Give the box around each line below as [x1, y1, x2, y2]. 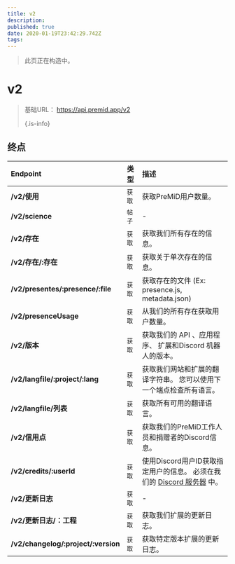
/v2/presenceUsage [10, 311, 79, 321]
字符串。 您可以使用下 [149, 374, 222, 384]
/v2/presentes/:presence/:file [10, 284, 112, 294]
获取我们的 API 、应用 [142, 330, 213, 340]
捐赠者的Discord [156, 432, 210, 442]
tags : [7, 36, 23, 43]
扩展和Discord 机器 [157, 341, 221, 350]
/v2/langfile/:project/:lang [10, 374, 99, 384]
